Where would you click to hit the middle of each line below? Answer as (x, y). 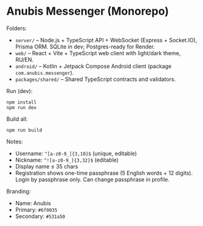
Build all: (17, 119)
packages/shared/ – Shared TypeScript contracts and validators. (95, 79)
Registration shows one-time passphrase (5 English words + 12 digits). (104, 173)
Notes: (15, 141)
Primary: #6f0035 (36, 209)
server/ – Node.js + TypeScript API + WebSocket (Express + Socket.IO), (106, 40)
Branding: (19, 191)
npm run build (24, 130)
